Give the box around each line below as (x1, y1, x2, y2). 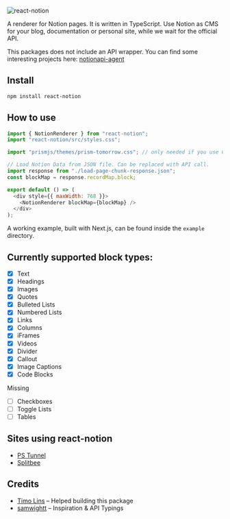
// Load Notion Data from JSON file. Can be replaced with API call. (7, 161, 210, 168)
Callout (16, 354, 38, 363)
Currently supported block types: (7, 251, 153, 263)
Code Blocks (16, 370, 53, 378)
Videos (16, 339, 38, 348)
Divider (16, 347, 38, 355)
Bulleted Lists (16, 300, 55, 309)
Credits (7, 479, 40, 490)
